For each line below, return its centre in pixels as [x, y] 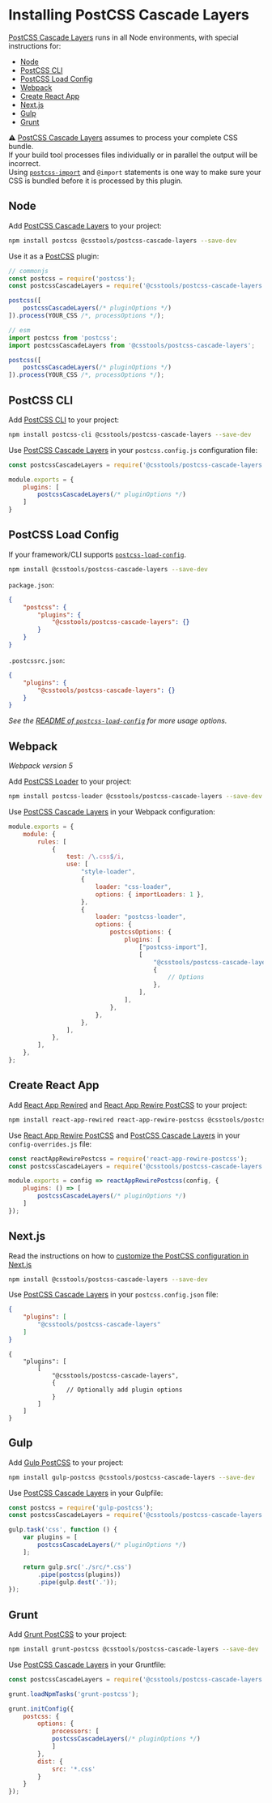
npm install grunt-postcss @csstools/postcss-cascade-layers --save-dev [134, 1649]
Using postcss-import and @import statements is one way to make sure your [135, 172]
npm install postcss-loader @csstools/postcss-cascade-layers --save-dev [136, 797]
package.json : [31, 584]
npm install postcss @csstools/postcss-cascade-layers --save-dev [123, 241]
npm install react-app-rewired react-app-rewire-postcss [106, 1120]
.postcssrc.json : [37, 660]
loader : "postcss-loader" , [140, 917]
